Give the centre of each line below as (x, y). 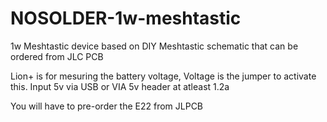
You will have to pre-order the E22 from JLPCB (107, 106)
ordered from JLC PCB (57, 56)
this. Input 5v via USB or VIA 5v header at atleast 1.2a (120, 86)
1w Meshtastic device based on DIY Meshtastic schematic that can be (154, 46)
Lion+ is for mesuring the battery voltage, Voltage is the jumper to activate (163, 76)
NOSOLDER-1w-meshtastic (126, 18)
